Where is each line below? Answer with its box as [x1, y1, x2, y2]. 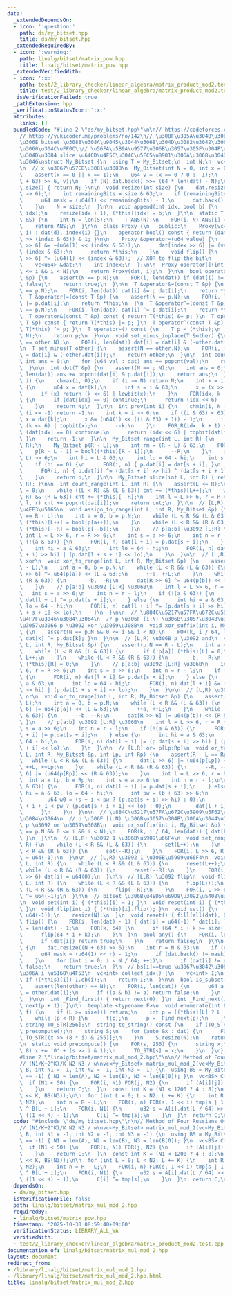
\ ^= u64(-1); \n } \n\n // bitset [19, 892, 122, 899]
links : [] [19, 119, 48, 127]
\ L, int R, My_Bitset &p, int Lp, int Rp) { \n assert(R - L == [19, 751, 217, 758]
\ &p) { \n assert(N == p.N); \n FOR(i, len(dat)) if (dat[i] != [19, 274, 224, 281]
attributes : [13, 113, 48, 120]
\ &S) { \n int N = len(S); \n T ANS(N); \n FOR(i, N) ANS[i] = [19, 216, 227, 223]
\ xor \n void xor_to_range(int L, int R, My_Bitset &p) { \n [19, 558, 199, 565]
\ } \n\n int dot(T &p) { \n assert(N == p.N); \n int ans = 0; [19, 364, 224, 371]
